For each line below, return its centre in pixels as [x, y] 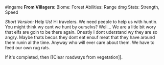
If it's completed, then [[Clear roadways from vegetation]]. [64, 57]
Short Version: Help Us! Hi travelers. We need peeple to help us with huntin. [81, 22]
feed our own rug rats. [28, 48]
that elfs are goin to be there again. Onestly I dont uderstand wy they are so [81, 32]
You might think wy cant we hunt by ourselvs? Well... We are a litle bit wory [81, 27]
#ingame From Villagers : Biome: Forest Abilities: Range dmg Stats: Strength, [82, 7]
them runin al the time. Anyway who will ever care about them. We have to [80, 43]
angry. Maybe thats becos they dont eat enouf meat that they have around [80, 37]
